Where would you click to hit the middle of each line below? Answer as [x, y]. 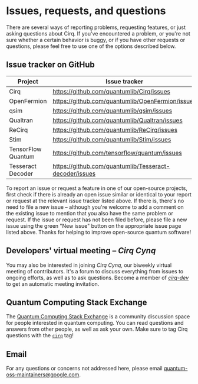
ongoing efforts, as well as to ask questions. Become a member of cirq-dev [98, 277]
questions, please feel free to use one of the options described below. [91, 46]
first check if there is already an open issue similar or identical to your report [99, 194]
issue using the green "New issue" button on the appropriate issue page [94, 225]
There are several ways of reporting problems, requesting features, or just [96, 27]
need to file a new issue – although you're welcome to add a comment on [95, 207]
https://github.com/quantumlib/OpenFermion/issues [125, 101]
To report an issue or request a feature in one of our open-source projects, [97, 188]
